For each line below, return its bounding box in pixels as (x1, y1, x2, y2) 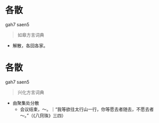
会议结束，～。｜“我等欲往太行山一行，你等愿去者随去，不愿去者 (20, 106, 154, 112)
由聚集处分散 (12, 100, 39, 106)
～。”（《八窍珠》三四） (20, 112, 66, 118)
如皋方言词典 (17, 32, 44, 38)
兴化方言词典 (17, 89, 44, 95)
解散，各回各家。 (12, 42, 48, 48)
